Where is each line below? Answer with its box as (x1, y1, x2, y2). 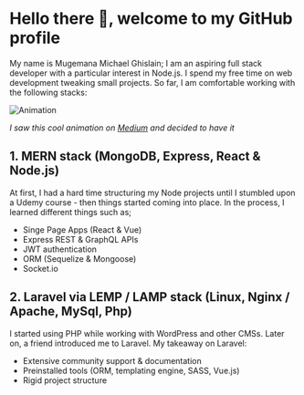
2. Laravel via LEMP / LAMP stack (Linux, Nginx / (9, 289, 290, 305)
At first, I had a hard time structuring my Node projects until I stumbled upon (9, 187, 296, 198)
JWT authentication (22, 244, 98, 255)
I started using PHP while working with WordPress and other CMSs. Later (9, 327, 285, 338)
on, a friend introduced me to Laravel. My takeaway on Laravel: (9, 338, 247, 348)
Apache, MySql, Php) (9, 304, 132, 319)
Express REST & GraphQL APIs (22, 234, 139, 244)
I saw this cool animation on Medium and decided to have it (9, 122, 235, 133)
